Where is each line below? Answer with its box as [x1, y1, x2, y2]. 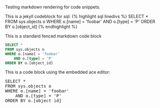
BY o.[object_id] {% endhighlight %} [5, 24, 78, 30]
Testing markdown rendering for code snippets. [5, 4, 101, 10]
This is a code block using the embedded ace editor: [5, 69, 110, 75]
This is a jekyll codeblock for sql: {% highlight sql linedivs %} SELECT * [5, 14, 148, 19]
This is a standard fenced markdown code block [5, 33, 102, 39]
